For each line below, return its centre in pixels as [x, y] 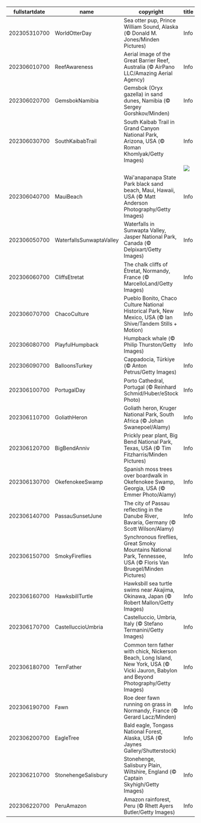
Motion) [133, 330]
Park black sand [143, 184]
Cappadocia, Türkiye [149, 359]
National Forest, [143, 732]
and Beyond [138, 677]
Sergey [133, 107]
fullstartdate [29, 11]
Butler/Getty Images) [149, 812]
